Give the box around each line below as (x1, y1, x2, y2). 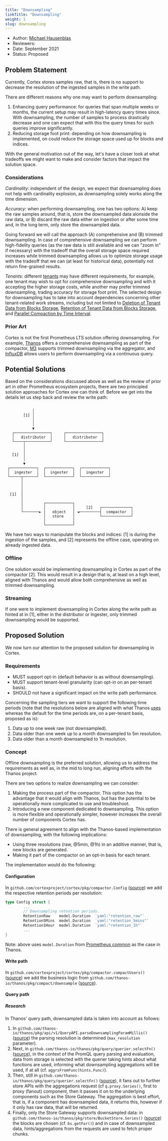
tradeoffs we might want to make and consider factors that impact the (5, 156, 149, 162)
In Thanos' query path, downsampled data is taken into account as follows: (5, 1016, 160, 1022)
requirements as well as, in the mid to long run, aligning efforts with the (5, 765, 152, 771)
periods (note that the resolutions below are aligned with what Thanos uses (5, 705, 161, 711)
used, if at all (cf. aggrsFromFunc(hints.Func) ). (12, 1067, 108, 1073)
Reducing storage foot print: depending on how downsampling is (12, 131, 146, 137)
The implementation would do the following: (5, 862, 96, 868)
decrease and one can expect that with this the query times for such (12, 120, 154, 126)
